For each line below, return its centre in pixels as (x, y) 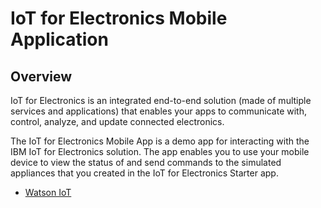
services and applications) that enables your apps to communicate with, (158, 111)
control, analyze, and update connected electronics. (117, 121)
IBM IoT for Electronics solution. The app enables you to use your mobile (160, 151)
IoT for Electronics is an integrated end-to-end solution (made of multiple (161, 100)
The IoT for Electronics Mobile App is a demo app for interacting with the (160, 141)
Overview (41, 76)
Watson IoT (48, 192)
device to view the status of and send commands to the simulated (146, 162)
